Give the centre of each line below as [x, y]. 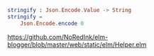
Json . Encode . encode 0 [52, 23]
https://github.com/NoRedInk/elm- [58, 37]
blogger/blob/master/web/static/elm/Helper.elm [77, 44]
